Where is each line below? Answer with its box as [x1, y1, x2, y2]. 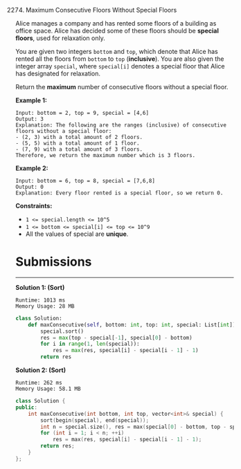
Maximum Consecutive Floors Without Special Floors [25, 6, 177, 14]
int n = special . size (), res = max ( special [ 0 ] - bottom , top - [40, 423, 227, 430]
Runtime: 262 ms [15, 380, 62, 387]
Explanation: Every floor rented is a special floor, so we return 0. [15, 190, 224, 196]
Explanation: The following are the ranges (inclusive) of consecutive [15, 122, 226, 129]
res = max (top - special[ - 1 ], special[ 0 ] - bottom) [40, 334, 193, 341]
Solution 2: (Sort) [15, 366, 66, 374]
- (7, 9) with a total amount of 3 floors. [15, 146, 143, 153]
